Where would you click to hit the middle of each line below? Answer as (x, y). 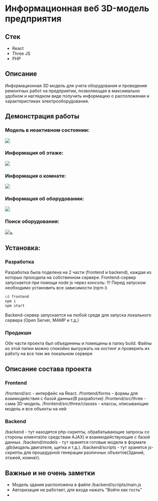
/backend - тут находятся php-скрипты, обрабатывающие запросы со (77, 432)
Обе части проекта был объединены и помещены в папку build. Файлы (79, 343)
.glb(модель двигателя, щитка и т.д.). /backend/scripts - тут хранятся (76, 448)
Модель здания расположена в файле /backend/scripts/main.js (77, 485)
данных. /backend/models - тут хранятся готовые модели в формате (76, 442)
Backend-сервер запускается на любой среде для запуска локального (78, 315)
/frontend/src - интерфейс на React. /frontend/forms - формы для (72, 393)
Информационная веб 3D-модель (77, 8)
